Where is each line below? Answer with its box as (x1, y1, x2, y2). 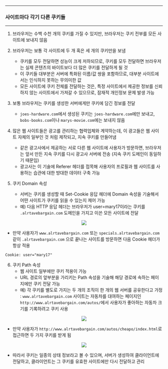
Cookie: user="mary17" (5, 253, 52, 258)
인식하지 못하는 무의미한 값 (29, 77, 81, 83)
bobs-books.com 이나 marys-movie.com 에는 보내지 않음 (19, 117, 125, 123)
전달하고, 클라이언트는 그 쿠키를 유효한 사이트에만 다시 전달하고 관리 (12, 358, 145, 364)
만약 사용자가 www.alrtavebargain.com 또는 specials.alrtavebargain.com (12, 230, 160, 236)
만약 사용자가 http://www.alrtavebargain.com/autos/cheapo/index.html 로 (12, 326, 162, 332)
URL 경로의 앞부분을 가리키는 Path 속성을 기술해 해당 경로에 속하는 (19, 274, 150, 281)
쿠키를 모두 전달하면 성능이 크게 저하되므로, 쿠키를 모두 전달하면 (19, 58, 144, 64)
